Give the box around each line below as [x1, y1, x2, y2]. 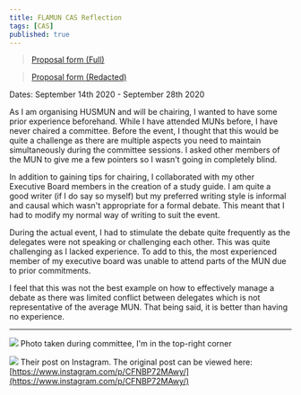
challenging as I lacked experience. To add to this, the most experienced [9, 246, 278, 257]
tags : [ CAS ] [9, 22, 54, 31]
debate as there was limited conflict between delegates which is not [9, 293, 261, 303]
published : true [9, 30, 70, 39]
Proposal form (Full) [30, 55, 105, 66]
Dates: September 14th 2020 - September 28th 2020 [9, 89, 205, 100]
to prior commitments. [9, 266, 91, 276]
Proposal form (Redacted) [30, 72, 127, 83]
